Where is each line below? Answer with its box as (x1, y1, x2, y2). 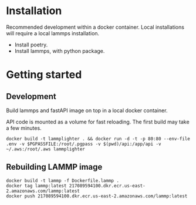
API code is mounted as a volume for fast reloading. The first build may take (6, 118, 190, 125)
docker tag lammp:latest (6, 183, 67, 189)
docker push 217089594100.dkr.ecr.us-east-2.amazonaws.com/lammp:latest (6, 193, 188, 199)
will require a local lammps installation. (6, 29, 100, 36)
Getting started (6, 68, 82, 82)
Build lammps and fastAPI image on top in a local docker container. (6, 107, 168, 114)
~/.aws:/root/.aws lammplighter (6, 146, 85, 152)
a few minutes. (6, 125, 42, 132)
